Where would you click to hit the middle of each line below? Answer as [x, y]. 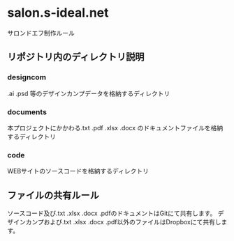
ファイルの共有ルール [53, 195]
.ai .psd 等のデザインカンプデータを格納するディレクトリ [89, 93]
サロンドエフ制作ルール [41, 33]
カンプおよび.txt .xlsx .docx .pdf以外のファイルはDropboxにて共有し [123, 222]
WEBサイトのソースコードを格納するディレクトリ [78, 171]
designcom [27, 77]
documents [27, 111]
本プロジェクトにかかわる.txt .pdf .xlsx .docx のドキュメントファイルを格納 [115, 127]
